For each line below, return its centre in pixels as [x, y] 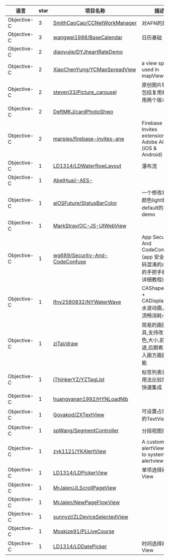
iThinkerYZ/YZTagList [79, 379]
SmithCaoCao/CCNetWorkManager [95, 23]
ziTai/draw [65, 344]
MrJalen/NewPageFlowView [86, 502]
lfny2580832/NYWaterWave [87, 302]
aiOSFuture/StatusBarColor [85, 203]
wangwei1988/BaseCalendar [88, 37]
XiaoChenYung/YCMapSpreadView [95, 69]
